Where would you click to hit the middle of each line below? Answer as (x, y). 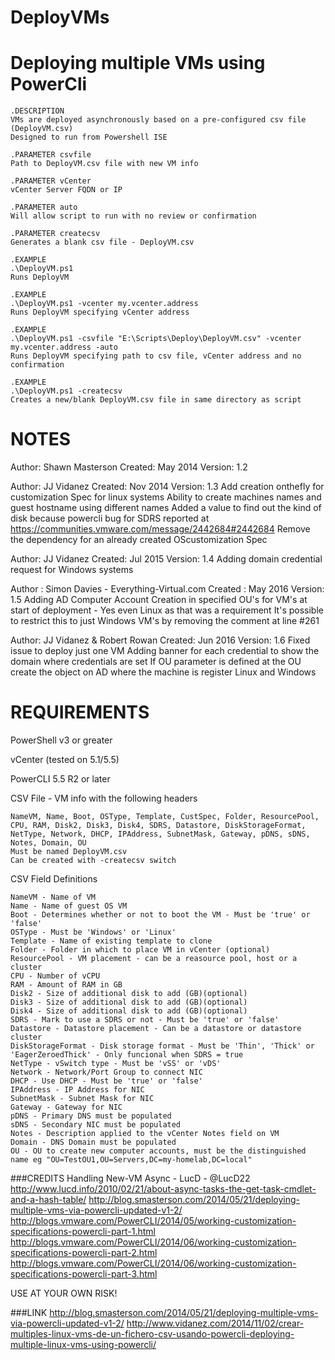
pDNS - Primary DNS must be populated (91, 1116)
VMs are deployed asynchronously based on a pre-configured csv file (158, 120)
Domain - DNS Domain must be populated (93, 1142)
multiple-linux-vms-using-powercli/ (83, 1344)
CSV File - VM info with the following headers (104, 798)
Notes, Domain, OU (48, 843)
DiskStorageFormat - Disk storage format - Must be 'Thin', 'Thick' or (162, 1046)
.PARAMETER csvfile (51, 155)
